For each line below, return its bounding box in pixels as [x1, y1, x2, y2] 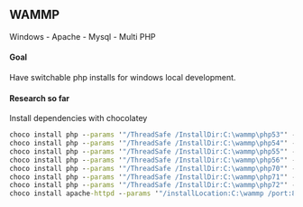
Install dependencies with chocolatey [9, 113, 148, 124]
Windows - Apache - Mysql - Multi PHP [9, 31, 156, 42]
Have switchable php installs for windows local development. [9, 72, 236, 83]
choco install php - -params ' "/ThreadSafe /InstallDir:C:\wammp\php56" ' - [9, 155, 297, 165]
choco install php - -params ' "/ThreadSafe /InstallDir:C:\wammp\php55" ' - [9, 146, 297, 156]
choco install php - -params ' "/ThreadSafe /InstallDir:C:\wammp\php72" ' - [9, 181, 297, 190]
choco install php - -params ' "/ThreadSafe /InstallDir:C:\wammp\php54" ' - [9, 139, 297, 148]
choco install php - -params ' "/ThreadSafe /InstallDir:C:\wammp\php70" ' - [9, 164, 297, 173]
